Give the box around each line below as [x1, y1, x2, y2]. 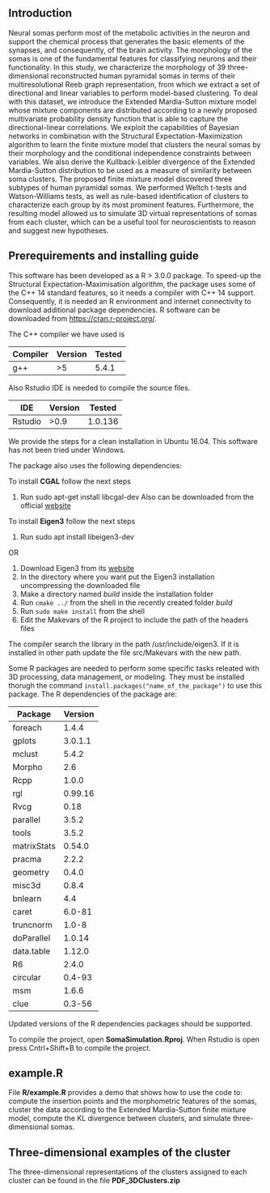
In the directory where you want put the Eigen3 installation [19, 572, 215, 582]
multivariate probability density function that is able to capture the [8, 113, 228, 124]
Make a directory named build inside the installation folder [19, 589, 214, 599]
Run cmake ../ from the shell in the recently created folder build [19, 598, 233, 607]
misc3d [12, 879, 41, 891]
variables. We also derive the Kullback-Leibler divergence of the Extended [8, 157, 255, 167]
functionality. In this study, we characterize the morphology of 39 [8, 62, 226, 72]
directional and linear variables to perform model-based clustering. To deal [8, 88, 259, 98]
